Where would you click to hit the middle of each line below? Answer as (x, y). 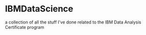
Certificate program (25, 27)
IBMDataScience (39, 9)
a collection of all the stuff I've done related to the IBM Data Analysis (73, 22)
